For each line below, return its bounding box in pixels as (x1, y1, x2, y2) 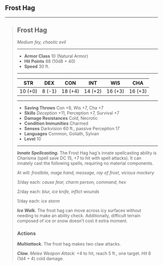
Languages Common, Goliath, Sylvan (24, 131, 99, 136)
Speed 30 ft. (24, 63, 49, 69)
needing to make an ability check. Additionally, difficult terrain (16, 212, 141, 218)
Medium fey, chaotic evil (16, 39, 66, 45)
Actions (16, 230, 36, 237)
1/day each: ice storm (16, 198, 60, 204)
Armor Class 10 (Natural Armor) (24, 53, 88, 59)
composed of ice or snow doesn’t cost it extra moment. (16, 218, 128, 224)
